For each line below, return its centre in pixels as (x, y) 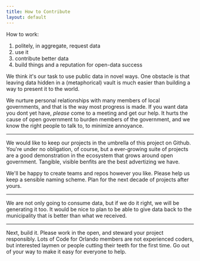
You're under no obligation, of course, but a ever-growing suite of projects (97, 149)
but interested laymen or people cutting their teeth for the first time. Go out (98, 245)
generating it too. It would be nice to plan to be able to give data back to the (99, 209)
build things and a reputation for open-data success (79, 65)
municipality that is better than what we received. (67, 215)
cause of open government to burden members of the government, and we (98, 119)
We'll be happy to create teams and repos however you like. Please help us (98, 173)
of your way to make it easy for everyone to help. (66, 251)
